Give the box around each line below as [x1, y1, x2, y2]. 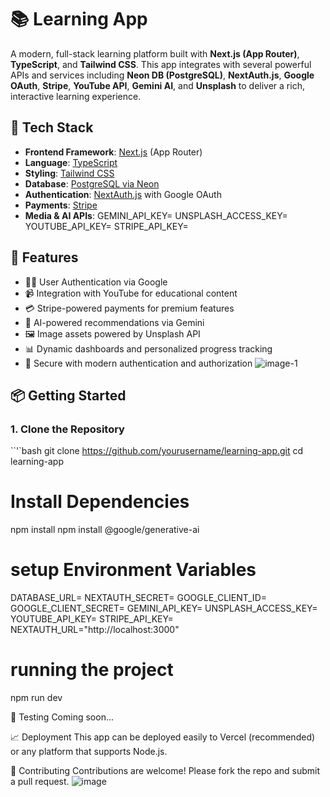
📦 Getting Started [10, 387, 127, 404]
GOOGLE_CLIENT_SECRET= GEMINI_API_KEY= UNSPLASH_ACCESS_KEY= [10, 602, 318, 615]
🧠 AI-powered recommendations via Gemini [24, 316, 205, 328]
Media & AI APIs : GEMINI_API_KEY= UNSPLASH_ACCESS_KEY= [24, 209, 288, 221]
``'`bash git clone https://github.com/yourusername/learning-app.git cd [10, 445, 304, 457]
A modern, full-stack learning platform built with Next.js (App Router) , [10, 47, 300, 60]
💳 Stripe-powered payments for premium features [24, 302, 235, 314]
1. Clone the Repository [10, 422, 125, 436]
